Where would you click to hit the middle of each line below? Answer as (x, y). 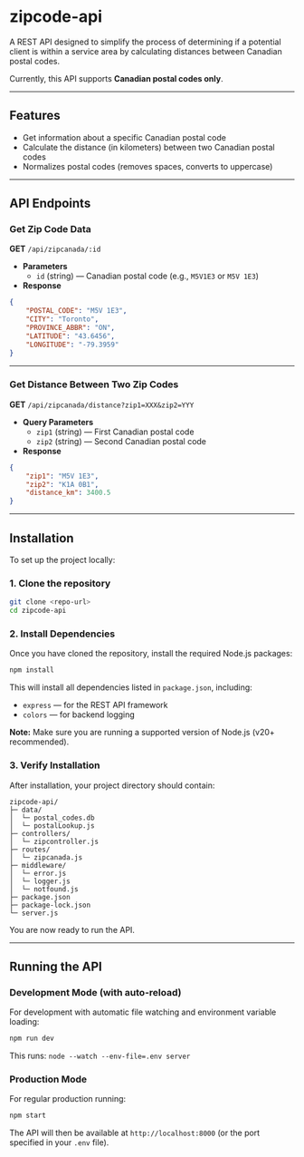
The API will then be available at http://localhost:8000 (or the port (135, 1133)
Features (35, 116)
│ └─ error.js (38, 873)
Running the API (56, 966)
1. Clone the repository (60, 583)
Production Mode (48, 1079)
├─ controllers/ (40, 833)
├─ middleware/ (38, 865)
